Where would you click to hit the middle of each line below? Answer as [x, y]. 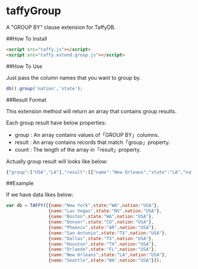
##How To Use [24, 66]
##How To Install [27, 38]
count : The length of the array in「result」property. [78, 149]
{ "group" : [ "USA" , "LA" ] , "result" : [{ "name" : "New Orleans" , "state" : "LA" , [95, 172]
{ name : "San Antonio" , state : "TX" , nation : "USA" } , [108, 233]
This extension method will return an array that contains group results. [91, 111]
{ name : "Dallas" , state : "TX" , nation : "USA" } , [101, 238]
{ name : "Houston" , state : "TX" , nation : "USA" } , [103, 244]
